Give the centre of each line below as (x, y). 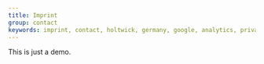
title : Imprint (33, 15)
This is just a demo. (40, 52)
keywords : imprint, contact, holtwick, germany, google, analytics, (123, 30)
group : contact (33, 23)
